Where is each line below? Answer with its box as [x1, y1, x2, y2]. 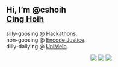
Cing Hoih [6, 14, 44, 25]
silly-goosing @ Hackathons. [6, 30, 78, 37]
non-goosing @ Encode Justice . [6, 36, 86, 44]
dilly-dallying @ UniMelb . [6, 42, 69, 50]
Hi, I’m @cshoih [6, 5, 66, 15]
